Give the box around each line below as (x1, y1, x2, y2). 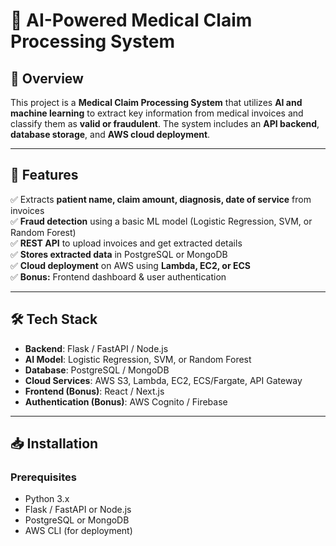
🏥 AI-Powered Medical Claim (10, 9, 253, 32)
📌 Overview (10, 70, 84, 87)
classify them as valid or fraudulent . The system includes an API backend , (10, 118, 320, 129)
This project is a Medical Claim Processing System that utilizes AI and (10, 97, 303, 108)
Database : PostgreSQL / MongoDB (24, 364, 170, 376)
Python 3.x (24, 493, 70, 505)
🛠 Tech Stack (10, 311, 98, 328)
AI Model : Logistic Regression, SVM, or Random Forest (24, 353, 252, 365)
